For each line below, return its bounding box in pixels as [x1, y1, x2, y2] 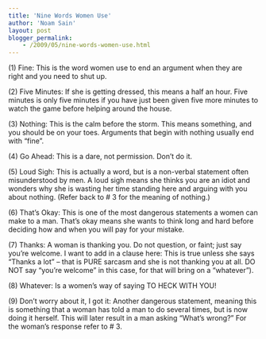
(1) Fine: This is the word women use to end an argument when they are [8, 63, 243, 72]
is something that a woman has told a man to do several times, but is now [8, 305, 249, 314]
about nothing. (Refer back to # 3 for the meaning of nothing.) [8, 193, 210, 202]
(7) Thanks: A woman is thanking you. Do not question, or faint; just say [8, 240, 242, 250]
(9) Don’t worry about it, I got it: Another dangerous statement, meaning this [8, 296, 257, 306]
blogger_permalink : [8, 33, 73, 42]
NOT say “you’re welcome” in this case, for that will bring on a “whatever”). [8, 266, 254, 275]
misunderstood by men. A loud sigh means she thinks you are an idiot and [8, 176, 250, 185]
